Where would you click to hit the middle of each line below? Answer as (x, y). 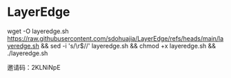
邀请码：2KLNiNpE (34, 67)
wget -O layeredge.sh (38, 31)
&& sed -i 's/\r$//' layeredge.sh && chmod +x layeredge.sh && (128, 46)
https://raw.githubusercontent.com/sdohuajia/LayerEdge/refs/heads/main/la (115, 38)
